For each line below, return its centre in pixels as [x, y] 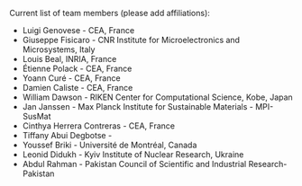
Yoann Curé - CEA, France [71, 78]
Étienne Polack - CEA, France [77, 68]
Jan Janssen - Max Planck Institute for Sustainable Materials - [138, 106]
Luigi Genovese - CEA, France [78, 30]
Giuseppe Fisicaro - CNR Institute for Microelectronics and [131, 40]
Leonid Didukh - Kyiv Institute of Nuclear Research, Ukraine [133, 155]
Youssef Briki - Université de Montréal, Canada [110, 145]
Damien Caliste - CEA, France [78, 88]
